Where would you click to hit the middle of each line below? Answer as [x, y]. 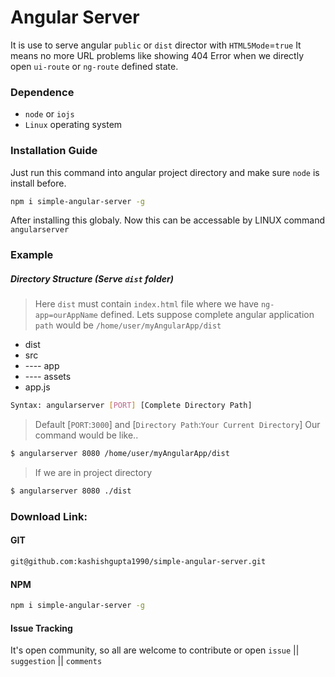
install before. [38, 183]
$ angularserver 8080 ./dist [71, 491]
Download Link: [49, 516]
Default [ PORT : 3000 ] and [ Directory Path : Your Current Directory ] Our [177, 425]
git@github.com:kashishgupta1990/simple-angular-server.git [138, 562]
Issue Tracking [41, 628]
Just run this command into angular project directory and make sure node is [165, 172]
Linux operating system [73, 125]
